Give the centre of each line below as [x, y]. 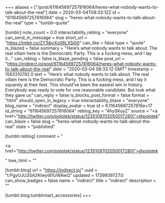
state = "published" [36, 127]
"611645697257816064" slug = [36, 17]
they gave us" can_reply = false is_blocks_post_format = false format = [77, 95]
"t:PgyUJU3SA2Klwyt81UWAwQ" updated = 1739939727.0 [65, 175]
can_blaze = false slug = [30, 121]
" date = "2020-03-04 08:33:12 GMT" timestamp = [101, 69]
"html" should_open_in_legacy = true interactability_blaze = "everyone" [77, 100]
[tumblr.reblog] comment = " [34, 136]
